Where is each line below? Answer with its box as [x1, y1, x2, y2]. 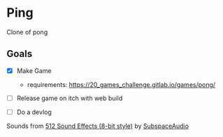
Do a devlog [16, 108, 52, 116]
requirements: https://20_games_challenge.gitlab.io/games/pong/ [27, 80, 216, 88]
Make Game [16, 66, 52, 74]
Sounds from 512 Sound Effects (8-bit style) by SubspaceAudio [6, 122, 189, 130]
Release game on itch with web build [16, 94, 123, 102]
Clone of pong [6, 28, 48, 36]
